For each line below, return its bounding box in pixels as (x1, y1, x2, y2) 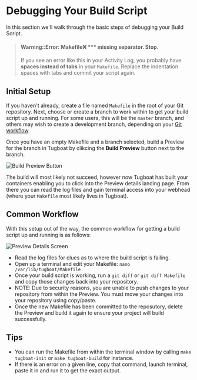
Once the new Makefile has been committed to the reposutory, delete (14, 303, 183, 310)
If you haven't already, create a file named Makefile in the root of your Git (6, 102, 184, 109)
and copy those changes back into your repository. (14, 278, 138, 285)
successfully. (14, 315, 47, 322)
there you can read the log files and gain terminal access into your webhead (6, 186, 191, 193)
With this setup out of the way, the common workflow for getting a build (6, 225, 181, 232)
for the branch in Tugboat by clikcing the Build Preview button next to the (6, 144, 185, 151)
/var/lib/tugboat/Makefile (14, 266, 81, 272)
